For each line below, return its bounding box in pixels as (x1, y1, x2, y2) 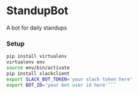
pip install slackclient (6, 70, 70, 77)
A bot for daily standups (6, 24, 67, 31)
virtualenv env (6, 59, 45, 65)
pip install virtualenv (6, 53, 67, 60)
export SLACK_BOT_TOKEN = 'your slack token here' (6, 76, 133, 82)
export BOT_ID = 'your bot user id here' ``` (6, 82, 117, 88)
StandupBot (6, 4, 69, 18)
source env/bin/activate (6, 65, 70, 71)
